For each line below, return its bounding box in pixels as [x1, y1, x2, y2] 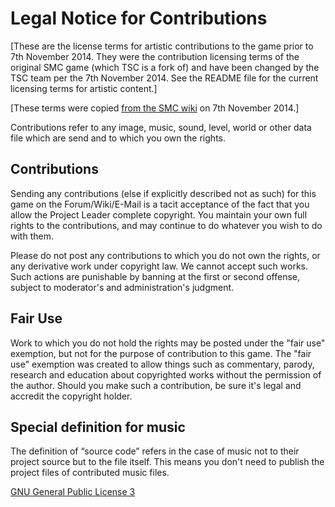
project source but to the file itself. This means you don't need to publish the [10, 456, 325, 468]
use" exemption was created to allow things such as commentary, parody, [10, 358, 315, 370]
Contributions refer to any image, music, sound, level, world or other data [10, 121, 312, 133]
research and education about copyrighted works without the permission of [10, 368, 322, 381]
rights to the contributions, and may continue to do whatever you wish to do [10, 219, 323, 231]
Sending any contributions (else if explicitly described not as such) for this [10, 187, 317, 199]
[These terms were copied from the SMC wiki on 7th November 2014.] [10, 102, 300, 114]
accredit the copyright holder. [10, 390, 133, 402]
